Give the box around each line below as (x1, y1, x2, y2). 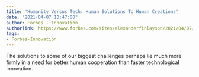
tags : (6, 31, 20, 37)
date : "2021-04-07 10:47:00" (6, 14, 78, 20)
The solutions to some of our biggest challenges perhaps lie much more (6, 53, 182, 59)
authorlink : (6, 25, 36, 31)
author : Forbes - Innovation (6, 20, 78, 25)
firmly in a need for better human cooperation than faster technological (6, 59, 179, 66)
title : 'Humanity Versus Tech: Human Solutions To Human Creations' (6, 8, 179, 15)
